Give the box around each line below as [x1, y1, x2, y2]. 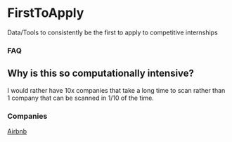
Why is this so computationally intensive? [7, 67, 195, 79]
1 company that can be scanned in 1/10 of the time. [7, 93, 155, 102]
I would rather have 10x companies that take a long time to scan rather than [7, 86, 226, 94]
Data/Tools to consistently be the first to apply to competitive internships [7, 28, 218, 37]
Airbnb [7, 127, 27, 135]
